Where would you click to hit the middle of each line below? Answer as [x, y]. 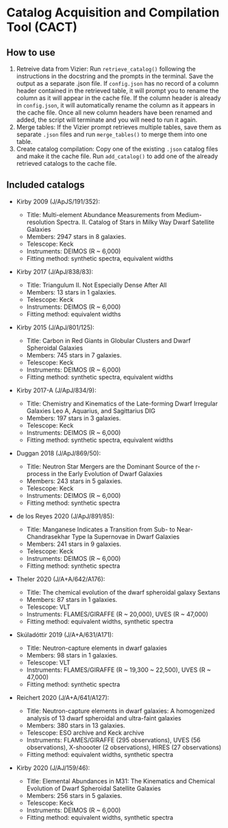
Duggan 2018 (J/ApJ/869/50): [58, 453]
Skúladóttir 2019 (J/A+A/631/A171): [65, 634]
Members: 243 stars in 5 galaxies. [74, 481]
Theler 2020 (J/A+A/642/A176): [61, 579]
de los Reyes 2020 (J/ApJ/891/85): [65, 516]
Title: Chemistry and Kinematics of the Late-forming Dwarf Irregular [122, 403]
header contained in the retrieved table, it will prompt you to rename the [118, 91]
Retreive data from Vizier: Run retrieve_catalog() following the [106, 69]
